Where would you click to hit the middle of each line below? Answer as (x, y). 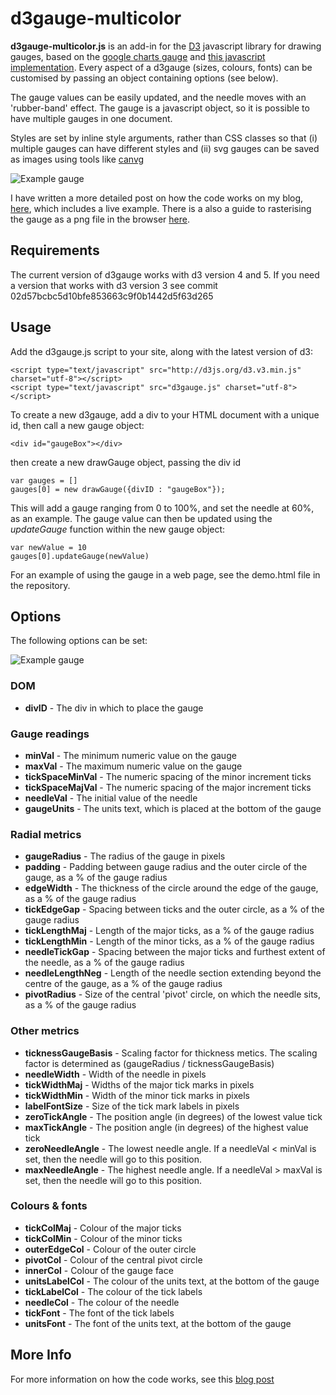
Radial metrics (46, 834)
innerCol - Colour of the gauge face (99, 1270)
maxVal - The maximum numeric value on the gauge (133, 766)
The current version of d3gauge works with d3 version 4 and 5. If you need (165, 274)
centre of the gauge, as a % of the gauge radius (123, 984)
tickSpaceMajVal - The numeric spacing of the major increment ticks (168, 787)
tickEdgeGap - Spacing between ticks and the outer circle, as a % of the (174, 909)
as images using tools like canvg (77, 159)
